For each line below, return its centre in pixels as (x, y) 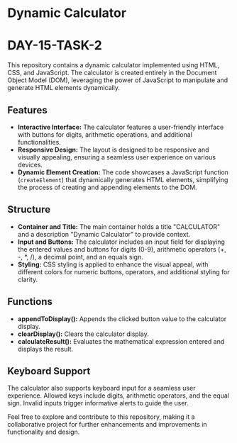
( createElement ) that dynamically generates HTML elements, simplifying (123, 179)
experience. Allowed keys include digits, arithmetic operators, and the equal (118, 396)
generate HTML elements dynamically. (64, 88)
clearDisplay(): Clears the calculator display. (83, 334)
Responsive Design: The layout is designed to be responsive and (113, 150)
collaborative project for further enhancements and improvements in (107, 425)
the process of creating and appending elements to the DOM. (107, 187)
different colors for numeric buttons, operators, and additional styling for (123, 271)
